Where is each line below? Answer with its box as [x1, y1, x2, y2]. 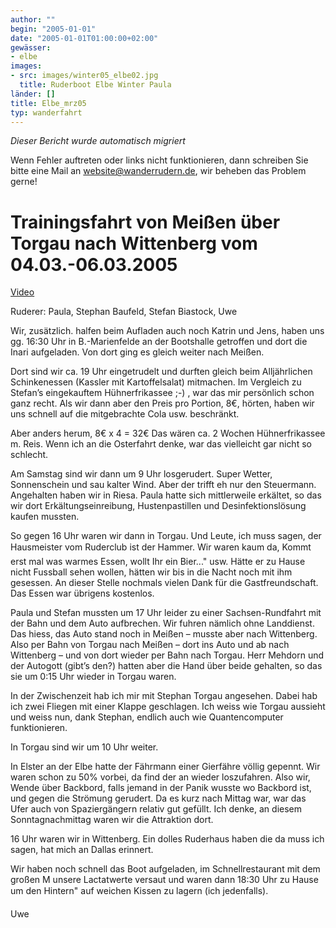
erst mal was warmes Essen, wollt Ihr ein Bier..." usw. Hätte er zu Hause [10, 556, 306, 568]
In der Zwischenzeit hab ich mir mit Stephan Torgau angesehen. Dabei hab [10, 690, 318, 702]
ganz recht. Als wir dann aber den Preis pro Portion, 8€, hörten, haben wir [10, 397, 315, 410]
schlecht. [10, 449, 49, 461]
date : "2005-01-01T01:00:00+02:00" [10, 33, 159, 43]
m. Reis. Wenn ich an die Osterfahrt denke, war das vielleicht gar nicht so [10, 438, 312, 450]
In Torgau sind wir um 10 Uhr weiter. [10, 741, 159, 753]
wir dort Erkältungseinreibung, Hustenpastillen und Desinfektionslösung [10, 500, 307, 512]
